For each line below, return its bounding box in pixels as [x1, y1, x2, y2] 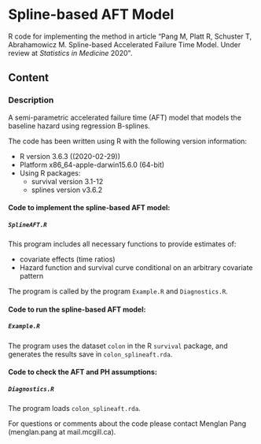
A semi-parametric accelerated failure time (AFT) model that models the [8, 113, 242, 122]
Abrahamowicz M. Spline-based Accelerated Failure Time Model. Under [8, 39, 241, 49]
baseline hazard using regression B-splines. [8, 120, 151, 131]
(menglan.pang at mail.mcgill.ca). [8, 427, 116, 437]
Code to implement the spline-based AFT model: [8, 203, 171, 213]
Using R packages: [19, 168, 81, 178]
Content [8, 71, 50, 84]
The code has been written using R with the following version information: [8, 136, 248, 146]
